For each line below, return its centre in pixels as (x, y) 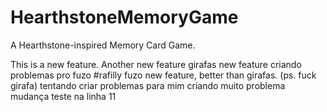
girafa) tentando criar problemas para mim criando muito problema (148, 85)
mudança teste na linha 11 (63, 96)
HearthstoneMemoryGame (124, 17)
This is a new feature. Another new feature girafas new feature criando (156, 64)
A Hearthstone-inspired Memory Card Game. (103, 45)
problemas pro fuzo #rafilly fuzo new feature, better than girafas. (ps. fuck (163, 75)
